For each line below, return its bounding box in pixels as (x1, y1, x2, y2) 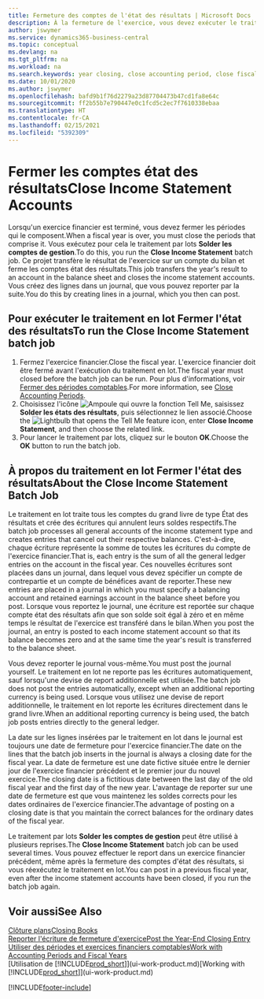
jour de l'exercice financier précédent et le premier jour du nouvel (8, 766, 221, 776)
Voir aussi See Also (8, 904, 102, 918)
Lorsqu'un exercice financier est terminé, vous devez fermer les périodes (8, 222, 246, 232)
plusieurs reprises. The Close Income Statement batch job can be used (8, 840, 239, 849)
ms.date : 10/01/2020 (8, 77, 76, 85)
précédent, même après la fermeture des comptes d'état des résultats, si (8, 856, 244, 867)
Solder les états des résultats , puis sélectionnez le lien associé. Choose (19, 407, 253, 418)
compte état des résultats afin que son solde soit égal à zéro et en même (8, 610, 244, 619)
